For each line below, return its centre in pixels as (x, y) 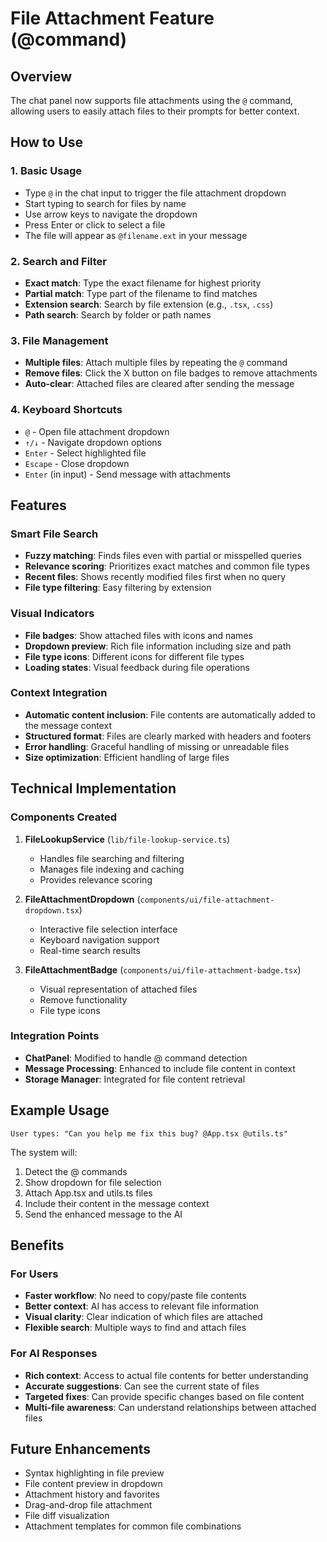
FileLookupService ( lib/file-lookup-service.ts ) (127, 839)
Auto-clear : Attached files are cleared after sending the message (159, 384)
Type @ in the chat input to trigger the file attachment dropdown (155, 193)
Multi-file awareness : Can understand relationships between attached (170, 1407)
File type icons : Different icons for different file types (134, 656)
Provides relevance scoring (96, 879)
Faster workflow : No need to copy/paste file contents (135, 1296)
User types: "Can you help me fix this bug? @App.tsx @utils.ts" (149, 1133)
